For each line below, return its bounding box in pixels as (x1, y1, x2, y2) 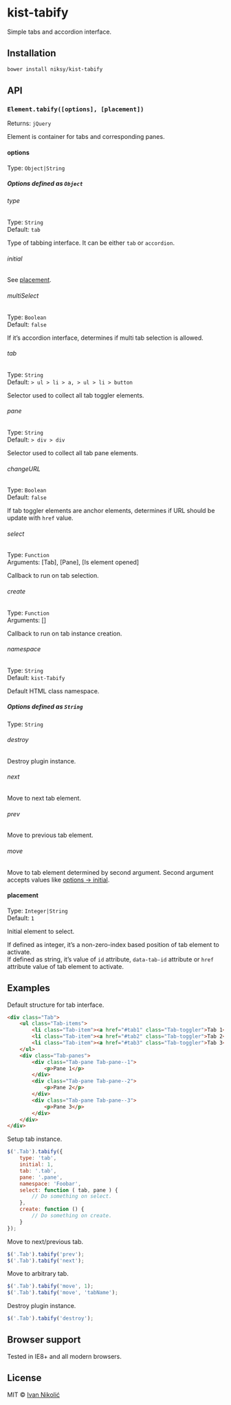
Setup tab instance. (7, 1135, 63, 1143)
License (7, 1372, 42, 1384)
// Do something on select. (32, 1193, 112, 1200)
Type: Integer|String (7, 906, 68, 915)
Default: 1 (7, 913, 34, 922)
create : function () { (19, 1206, 85, 1213)
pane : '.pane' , (19, 1174, 63, 1181)
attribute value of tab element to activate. (7, 962, 124, 970)
